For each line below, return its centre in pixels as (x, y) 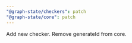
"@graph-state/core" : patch (41, 17)
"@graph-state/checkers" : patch (46, 11)
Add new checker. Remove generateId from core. (66, 34)
